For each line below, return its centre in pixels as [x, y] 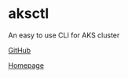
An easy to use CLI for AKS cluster [64, 35]
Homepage [26, 65]
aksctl [29, 14]
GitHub [20, 50]
